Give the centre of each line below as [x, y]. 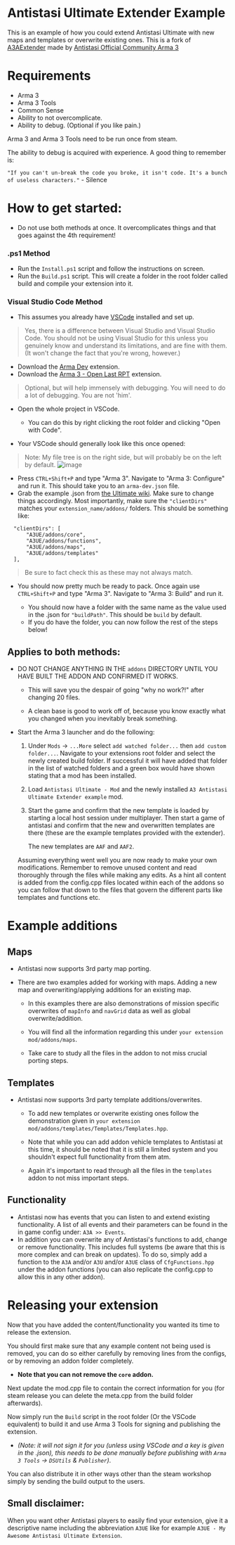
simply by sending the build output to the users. [76, 1481]
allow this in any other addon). [61, 1277]
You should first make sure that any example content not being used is [109, 1346]
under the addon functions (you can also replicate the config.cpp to [115, 1269]
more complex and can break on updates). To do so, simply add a [112, 1254]
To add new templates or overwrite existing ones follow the [113, 1114]
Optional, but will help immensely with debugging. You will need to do [125, 388]
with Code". [45, 430]
